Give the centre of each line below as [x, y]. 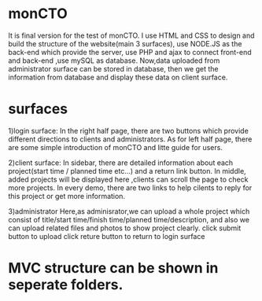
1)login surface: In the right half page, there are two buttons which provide [129, 130]
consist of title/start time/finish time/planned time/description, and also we [129, 219]
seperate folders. [66, 285]
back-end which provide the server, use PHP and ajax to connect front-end [130, 52]
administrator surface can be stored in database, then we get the [113, 68]
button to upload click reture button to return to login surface [107, 236]
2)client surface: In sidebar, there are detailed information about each [121, 163]
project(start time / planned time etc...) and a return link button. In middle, [127, 171]
